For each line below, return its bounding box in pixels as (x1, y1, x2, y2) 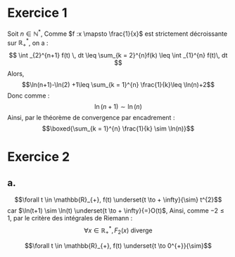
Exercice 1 (7, 5, 68, 21)
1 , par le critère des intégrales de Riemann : (7, 214, 133, 223)
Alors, (7, 70, 25, 78)
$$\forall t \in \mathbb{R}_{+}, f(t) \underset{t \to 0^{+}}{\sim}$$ (24, 241, 212, 250)
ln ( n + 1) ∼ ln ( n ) (94, 103, 142, 111)
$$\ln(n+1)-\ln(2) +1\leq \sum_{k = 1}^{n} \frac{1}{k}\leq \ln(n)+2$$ (21, 81, 215, 89)
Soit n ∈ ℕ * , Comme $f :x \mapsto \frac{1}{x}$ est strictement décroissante (7, 28, 227, 38)
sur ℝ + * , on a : (7, 37, 49, 48)
